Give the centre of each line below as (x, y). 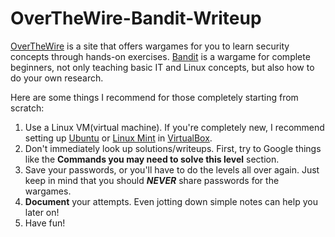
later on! (42, 212)
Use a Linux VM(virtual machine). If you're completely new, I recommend (174, 127)
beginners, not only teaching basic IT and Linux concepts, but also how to (162, 67)
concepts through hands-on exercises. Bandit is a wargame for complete (160, 56)
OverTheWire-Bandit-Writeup (136, 18)
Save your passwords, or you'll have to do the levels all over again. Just (172, 169)
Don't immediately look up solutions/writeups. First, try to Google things (173, 148)
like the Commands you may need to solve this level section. (152, 159)
